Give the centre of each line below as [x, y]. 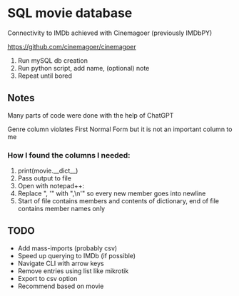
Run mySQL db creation [52, 60]
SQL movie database [70, 13]
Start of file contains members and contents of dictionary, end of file [118, 201]
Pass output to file [44, 178]
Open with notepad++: [51, 186]
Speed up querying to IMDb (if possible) [77, 255]
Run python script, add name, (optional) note [83, 68]
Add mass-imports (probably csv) [67, 248]
